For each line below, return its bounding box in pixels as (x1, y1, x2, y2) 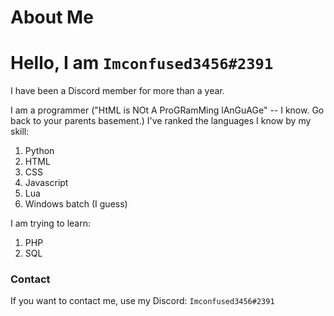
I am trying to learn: (10, 217, 92, 230)
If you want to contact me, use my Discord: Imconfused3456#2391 (10, 295, 275, 307)
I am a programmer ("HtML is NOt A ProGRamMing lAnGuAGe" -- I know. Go (10, 104, 325, 116)
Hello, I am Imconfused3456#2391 (10, 52, 274, 75)
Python (24, 145, 55, 157)
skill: (10, 126, 30, 138)
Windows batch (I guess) (24, 198, 128, 210)
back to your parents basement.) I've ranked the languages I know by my (10, 115, 312, 127)
